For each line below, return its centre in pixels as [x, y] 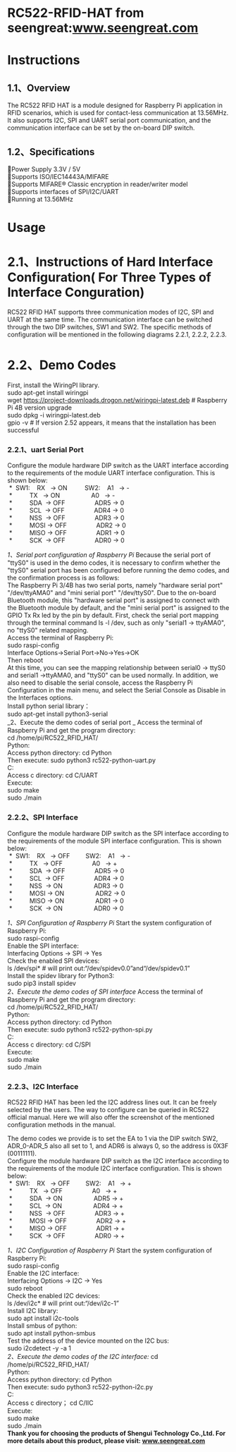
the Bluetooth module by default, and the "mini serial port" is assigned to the [118, 608]
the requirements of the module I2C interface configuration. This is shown [114, 1168]
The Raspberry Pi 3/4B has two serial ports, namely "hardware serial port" [115, 585]
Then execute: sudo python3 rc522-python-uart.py [82, 760]
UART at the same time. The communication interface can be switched [110, 319]
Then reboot [25, 660]
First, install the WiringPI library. [54, 385]
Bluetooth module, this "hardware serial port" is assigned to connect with [113, 600]
